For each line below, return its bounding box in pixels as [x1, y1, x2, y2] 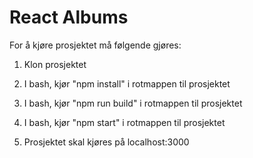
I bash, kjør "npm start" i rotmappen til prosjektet [23, 116, 226, 128]
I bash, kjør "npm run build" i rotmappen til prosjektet [23, 97, 243, 109]
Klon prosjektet [23, 58, 87, 70]
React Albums [9, 6, 129, 29]
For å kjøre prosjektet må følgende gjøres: [9, 39, 182, 51]
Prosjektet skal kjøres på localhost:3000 [23, 136, 190, 148]
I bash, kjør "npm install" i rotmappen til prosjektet [23, 77, 231, 90]
